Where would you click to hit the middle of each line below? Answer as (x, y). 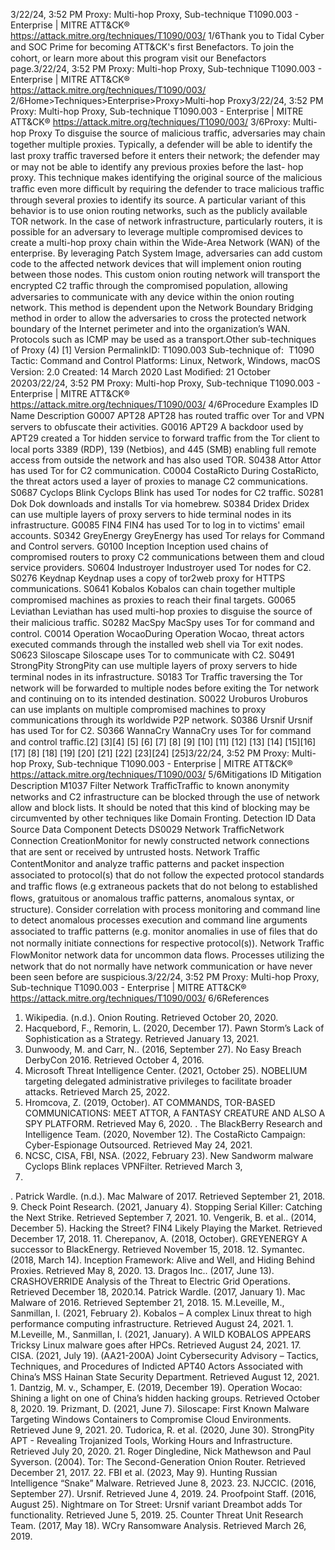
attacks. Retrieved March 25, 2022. (97, 1092)
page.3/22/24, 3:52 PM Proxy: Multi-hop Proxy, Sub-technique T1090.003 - (166, 68)
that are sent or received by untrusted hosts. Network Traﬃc (135, 852)
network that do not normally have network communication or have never (161, 966)
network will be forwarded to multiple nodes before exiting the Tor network (165, 688)
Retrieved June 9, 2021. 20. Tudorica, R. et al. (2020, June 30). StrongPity (162, 1430)
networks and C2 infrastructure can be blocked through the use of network (165, 797)
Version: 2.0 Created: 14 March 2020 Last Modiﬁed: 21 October (141, 372)
